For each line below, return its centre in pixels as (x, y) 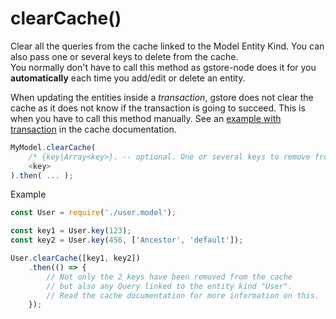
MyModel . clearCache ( (53, 147)
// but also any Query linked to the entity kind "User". (169, 286)
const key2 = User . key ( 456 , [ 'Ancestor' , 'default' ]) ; (127, 240)
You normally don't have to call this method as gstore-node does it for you (163, 67)
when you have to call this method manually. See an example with (146, 118)
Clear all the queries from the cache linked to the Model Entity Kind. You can (167, 46)
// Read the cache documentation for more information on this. (183, 295)
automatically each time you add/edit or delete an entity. (128, 78)
